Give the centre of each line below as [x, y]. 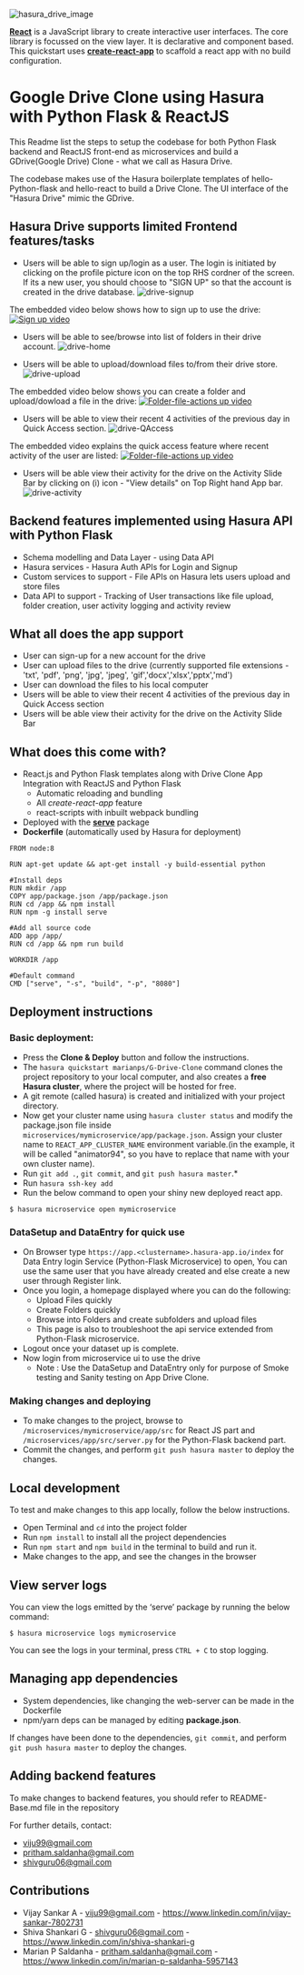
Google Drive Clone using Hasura [137, 98]
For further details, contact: [60, 1825]
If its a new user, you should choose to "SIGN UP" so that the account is [157, 282]
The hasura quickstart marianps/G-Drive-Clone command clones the [152, 1067]
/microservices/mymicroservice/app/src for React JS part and [139, 1430]
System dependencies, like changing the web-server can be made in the [158, 1700]
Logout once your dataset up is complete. [101, 1348]
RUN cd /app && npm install [63, 905]
